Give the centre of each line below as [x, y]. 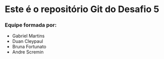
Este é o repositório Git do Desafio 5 [82, 9]
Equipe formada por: [31, 25]
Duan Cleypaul [28, 41]
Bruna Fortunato [29, 47]
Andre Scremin [28, 52]
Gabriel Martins [28, 36]
